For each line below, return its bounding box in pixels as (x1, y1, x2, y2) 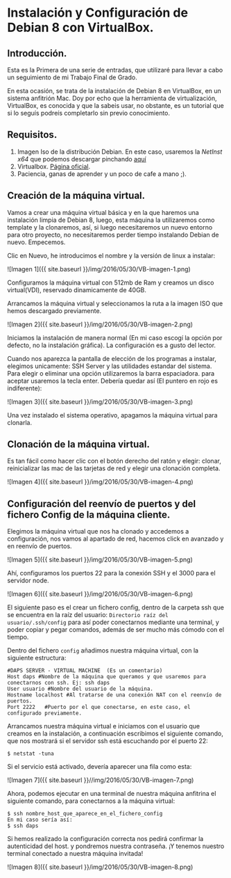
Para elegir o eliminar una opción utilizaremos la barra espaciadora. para (7, 369, 215, 377)
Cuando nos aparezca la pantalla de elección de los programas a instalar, (7, 354, 216, 362)
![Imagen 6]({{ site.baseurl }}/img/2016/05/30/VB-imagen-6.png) (7, 590, 194, 598)
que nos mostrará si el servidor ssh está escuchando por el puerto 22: (7, 737, 208, 745)
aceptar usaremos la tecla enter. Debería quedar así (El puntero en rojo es (7, 376, 219, 385)
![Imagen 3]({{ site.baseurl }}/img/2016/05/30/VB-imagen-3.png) (7, 397, 194, 406)
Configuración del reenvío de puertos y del (7, 497, 196, 509)
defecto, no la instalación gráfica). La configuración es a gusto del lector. (7, 341, 216, 349)
